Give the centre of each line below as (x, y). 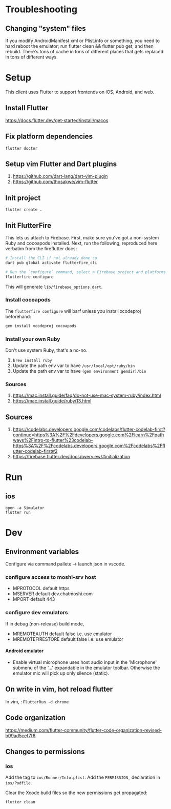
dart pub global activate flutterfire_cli (51, 262)
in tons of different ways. (31, 57)
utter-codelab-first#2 (35, 451)
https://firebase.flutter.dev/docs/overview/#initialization (71, 457)
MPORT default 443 (34, 599)
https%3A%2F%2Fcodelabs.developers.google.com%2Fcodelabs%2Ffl (89, 446)
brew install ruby (32, 360)
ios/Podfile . (19, 783)
